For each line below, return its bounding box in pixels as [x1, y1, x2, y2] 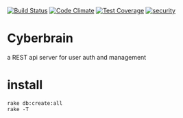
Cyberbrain [7, 31, 73, 46]
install [7, 78, 43, 93]
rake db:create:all [7, 99, 63, 106]
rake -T [7, 106, 29, 113]
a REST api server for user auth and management [7, 53, 147, 61]
